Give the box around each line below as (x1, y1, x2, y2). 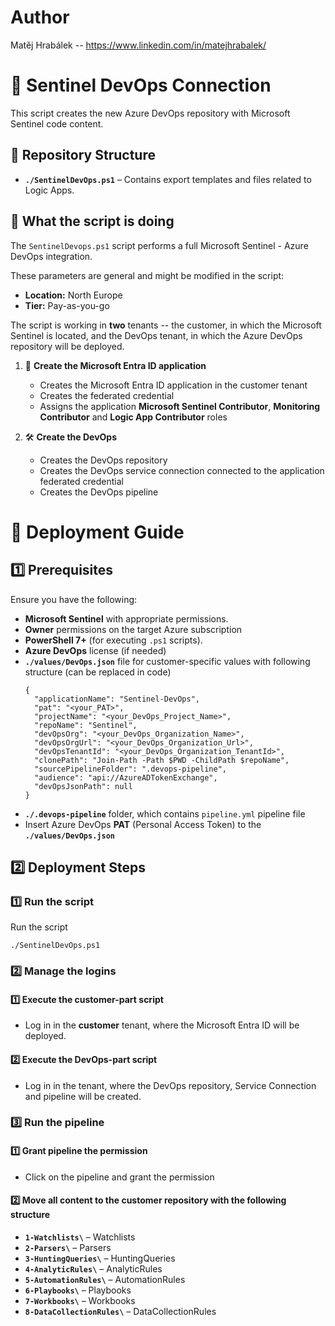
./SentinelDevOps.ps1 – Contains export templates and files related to (24, 173, 312, 185)
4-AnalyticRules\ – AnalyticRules (24, 1262, 163, 1275)
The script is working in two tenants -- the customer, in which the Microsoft (10, 319, 322, 331)
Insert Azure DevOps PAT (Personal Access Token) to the (24, 818, 262, 830)
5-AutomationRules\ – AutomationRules (24, 1273, 186, 1285)
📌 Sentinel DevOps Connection (10, 74, 272, 97)
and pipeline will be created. (24, 1090, 142, 1102)
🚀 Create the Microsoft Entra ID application (24, 359, 207, 371)
